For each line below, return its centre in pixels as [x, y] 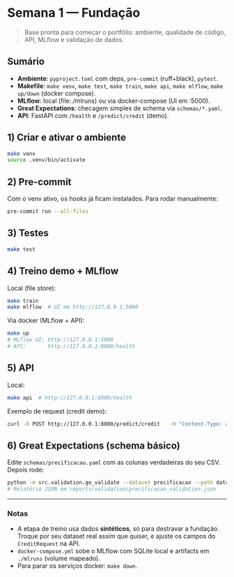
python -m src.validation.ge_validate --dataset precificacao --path [110, 483]
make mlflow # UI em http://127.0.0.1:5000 [73, 307]
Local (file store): [32, 288]
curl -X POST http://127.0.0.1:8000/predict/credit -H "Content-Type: [115, 424]
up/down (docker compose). [56, 93]
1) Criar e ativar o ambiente [67, 138]
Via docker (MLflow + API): [46, 321]
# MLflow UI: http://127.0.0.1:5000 [60, 340]
